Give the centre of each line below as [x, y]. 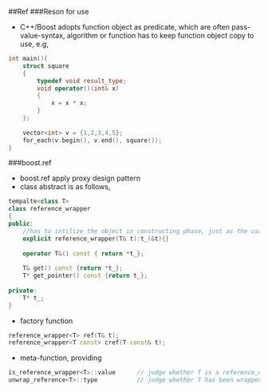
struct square [46, 66]
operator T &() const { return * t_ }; [84, 253]
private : [23, 291]
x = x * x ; [69, 103]
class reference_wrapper [49, 209]
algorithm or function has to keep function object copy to [160, 36]
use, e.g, [34, 44]
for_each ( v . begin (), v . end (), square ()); [92, 140]
